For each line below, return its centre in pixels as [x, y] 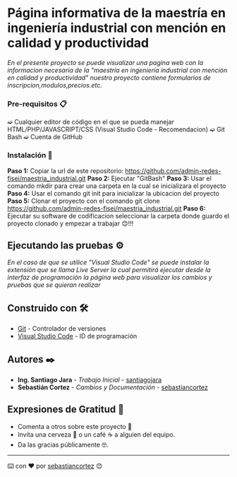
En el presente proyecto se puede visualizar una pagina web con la [105, 62]
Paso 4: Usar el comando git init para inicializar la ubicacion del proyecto [114, 193]
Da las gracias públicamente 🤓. [63, 444]
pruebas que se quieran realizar [54, 285]
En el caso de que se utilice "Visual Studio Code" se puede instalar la [108, 262]
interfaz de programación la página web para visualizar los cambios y [110, 278]
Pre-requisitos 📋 [37, 104]
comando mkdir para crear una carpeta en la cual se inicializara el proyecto [117, 186]
